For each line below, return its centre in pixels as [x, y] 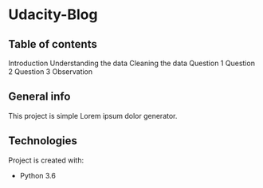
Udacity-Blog [53, 15]
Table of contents [53, 44]
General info [39, 97]
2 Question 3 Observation [51, 72]
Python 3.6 [37, 175]
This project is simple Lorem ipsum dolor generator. [93, 116]
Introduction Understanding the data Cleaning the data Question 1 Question [131, 63]
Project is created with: [46, 160]
